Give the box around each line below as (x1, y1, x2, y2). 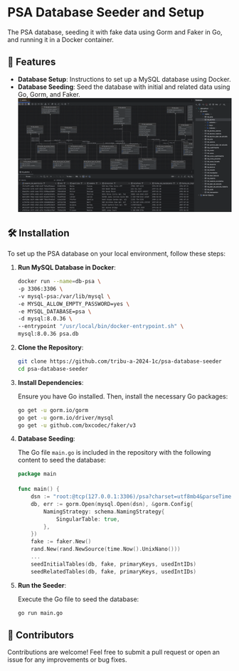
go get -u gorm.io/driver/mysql (17, 414, 114, 421)
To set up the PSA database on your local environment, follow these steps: (7, 250, 226, 258)
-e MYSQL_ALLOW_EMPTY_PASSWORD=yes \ (17, 300, 130, 307)
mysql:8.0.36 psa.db (17, 330, 79, 338)
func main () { (17, 485, 60, 493)
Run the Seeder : (17, 581, 67, 589)
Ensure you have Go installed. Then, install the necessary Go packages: (17, 392, 228, 401)
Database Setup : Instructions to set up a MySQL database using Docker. (17, 75, 231, 83)
